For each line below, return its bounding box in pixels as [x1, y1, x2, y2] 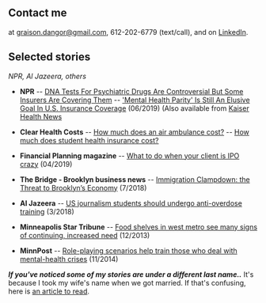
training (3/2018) [19, 206, 74, 216]
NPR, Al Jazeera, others [8, 71, 87, 81]
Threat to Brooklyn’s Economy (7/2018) [19, 183, 147, 192]
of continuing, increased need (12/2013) [19, 230, 150, 240]
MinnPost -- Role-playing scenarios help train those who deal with [19, 245, 237, 256]
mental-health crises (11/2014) [19, 254, 119, 263]
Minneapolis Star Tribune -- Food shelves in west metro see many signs [19, 222, 258, 232]
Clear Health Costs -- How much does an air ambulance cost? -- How [19, 127, 249, 137]
